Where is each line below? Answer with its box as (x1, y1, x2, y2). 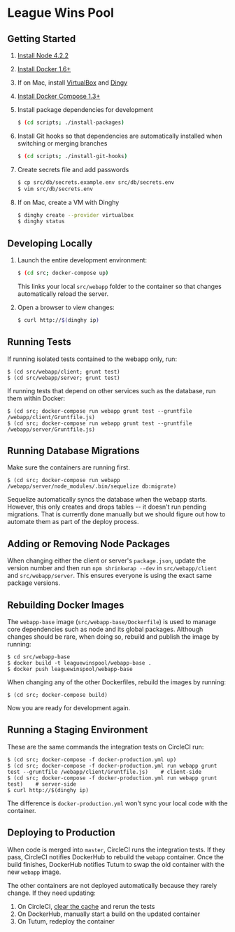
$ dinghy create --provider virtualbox (17, 211, 134, 218)
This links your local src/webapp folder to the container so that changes (17, 282, 222, 290)
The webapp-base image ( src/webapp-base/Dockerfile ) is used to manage (7, 618, 217, 626)
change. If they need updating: (7, 889, 96, 897)
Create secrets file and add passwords (17, 165, 129, 174)
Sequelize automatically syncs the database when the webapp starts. (7, 495, 208, 504)
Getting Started (7, 33, 76, 45)
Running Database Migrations (7, 445, 140, 457)
